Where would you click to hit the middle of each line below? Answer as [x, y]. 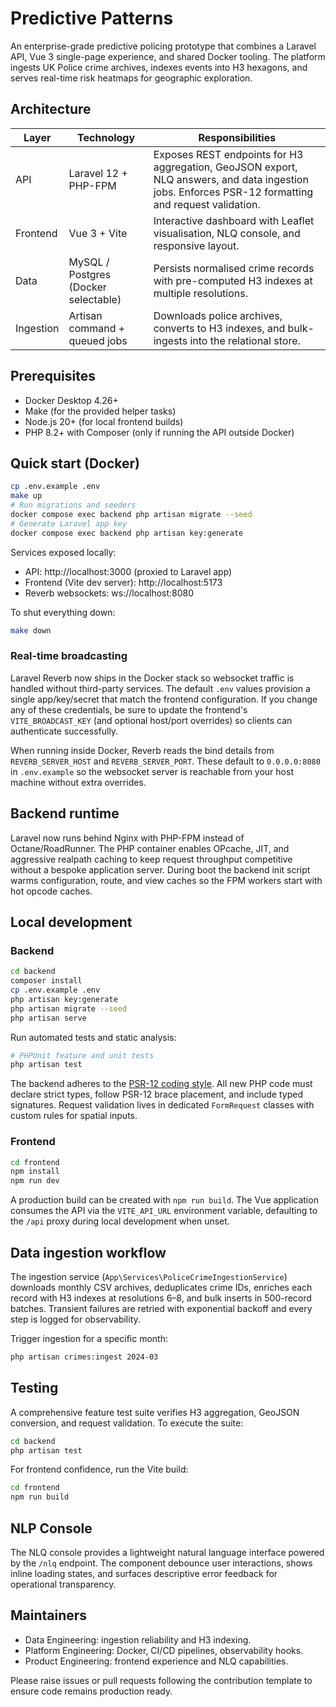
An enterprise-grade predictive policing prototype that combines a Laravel [163, 46]
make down [31, 630]
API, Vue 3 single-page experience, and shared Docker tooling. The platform [168, 56]
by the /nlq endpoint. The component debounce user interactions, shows [161, 1563]
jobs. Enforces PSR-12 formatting [233, 192]
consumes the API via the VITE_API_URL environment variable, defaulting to [164, 1211]
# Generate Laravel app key [69, 523]
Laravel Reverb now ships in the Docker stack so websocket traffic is [152, 678]
